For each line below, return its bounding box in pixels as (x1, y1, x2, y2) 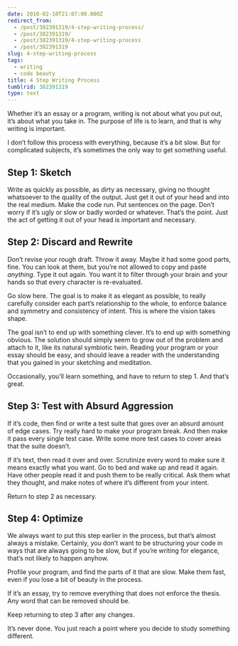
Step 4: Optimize (7, 512, 83, 524)
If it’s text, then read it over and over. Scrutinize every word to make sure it (7, 455, 225, 464)
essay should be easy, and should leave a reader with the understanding (7, 350, 220, 359)
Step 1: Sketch (7, 166, 72, 179)
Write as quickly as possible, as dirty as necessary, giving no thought (7, 185, 210, 194)
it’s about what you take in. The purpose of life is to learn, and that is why (7, 117, 222, 125)
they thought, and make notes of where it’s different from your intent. (7, 478, 210, 487)
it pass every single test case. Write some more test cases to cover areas (7, 434, 222, 443)
